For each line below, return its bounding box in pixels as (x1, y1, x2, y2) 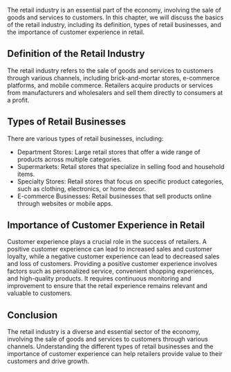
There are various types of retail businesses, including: (7, 134, 164, 143)
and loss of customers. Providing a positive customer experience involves (7, 260, 218, 268)
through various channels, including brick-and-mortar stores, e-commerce (7, 73, 220, 82)
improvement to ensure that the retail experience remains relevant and (7, 282, 207, 290)
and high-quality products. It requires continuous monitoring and (7, 274, 192, 283)
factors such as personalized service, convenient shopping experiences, (7, 267, 214, 276)
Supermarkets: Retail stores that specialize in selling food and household (17, 162, 225, 170)
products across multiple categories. (17, 155, 122, 163)
